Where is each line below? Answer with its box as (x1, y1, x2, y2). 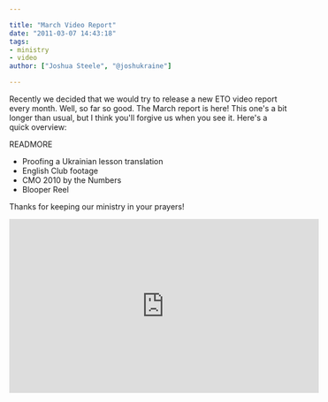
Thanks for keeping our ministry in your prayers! (9, 201, 185, 212)
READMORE (9, 139, 53, 149)
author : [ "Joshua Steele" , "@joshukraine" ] (9, 62, 172, 71)
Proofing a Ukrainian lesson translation (21, 156, 164, 166)
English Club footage (21, 165, 99, 176)
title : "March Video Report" (9, 20, 117, 29)
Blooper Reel (21, 185, 69, 194)
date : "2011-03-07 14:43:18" (9, 28, 117, 38)
